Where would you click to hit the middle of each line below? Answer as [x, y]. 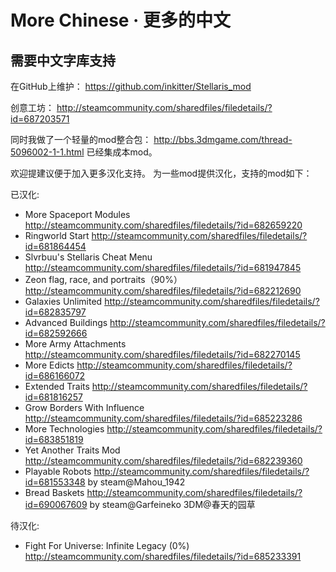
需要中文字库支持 [63, 60]
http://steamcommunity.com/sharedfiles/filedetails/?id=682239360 [163, 460]
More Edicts [49, 365]
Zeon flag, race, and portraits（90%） [103, 279]
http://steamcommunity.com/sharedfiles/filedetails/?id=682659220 [163, 225]
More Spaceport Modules [77, 214]
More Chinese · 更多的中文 [121, 20]
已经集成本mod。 [122, 152]
